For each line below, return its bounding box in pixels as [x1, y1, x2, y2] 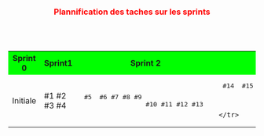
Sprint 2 [130, 58, 161, 68]
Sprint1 [43, 58, 73, 68]
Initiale [12, 95, 37, 106]
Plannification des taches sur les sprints [53, 6, 211, 17]
